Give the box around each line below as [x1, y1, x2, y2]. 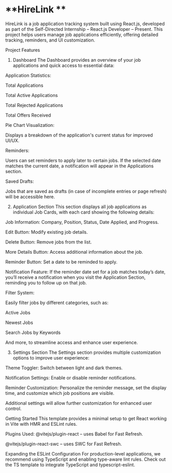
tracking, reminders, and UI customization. [5, 37, 95, 43]
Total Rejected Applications [5, 102, 63, 108]
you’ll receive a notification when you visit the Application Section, [5, 274, 146, 280]
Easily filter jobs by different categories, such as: [5, 299, 109, 306]
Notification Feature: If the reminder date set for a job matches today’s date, [5, 269, 166, 275]
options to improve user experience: [12, 354, 90, 361]
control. [5, 405, 22, 411]
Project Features [5, 47, 40, 53]
